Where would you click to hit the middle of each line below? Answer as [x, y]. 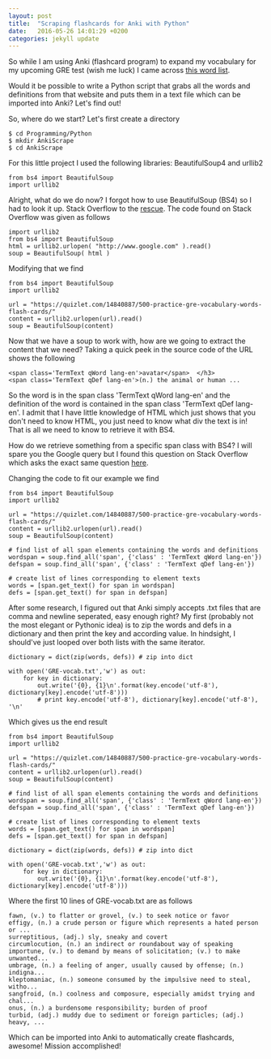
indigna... [27, 973]
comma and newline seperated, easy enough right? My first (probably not [131, 617]
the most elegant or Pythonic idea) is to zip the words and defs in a [120, 625]
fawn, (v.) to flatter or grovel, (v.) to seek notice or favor [119, 916]
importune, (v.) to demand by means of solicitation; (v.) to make [125, 951]
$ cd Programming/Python [50, 134]
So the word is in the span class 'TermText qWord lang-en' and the [119, 395]
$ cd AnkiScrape [36, 148]
